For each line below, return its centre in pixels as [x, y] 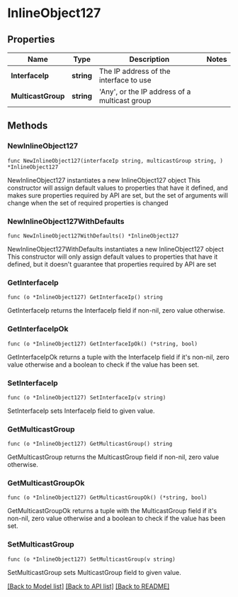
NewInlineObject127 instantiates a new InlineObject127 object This [104, 180]
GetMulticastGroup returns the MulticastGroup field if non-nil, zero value [113, 457]
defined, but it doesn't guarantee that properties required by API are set [112, 264]
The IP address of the [135, 71]
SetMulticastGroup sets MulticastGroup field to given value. [95, 572]
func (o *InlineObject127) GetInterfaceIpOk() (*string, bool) [103, 344]
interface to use [125, 80]
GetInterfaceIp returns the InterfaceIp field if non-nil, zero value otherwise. [116, 311]
